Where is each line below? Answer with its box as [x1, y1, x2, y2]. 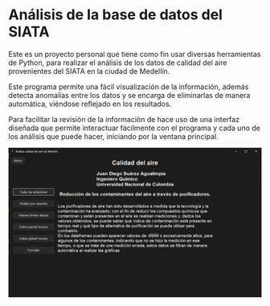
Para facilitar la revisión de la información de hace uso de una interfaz [8, 114, 239, 124]
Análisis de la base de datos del [8, 6, 223, 24]
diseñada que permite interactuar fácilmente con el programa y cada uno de [8, 123, 261, 133]
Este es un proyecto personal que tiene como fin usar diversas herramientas [8, 49, 261, 59]
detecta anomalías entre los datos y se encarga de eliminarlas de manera [8, 90, 251, 100]
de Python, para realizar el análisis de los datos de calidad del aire [8, 58, 227, 67]
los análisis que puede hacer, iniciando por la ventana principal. [8, 131, 219, 141]
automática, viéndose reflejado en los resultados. [8, 99, 172, 108]
